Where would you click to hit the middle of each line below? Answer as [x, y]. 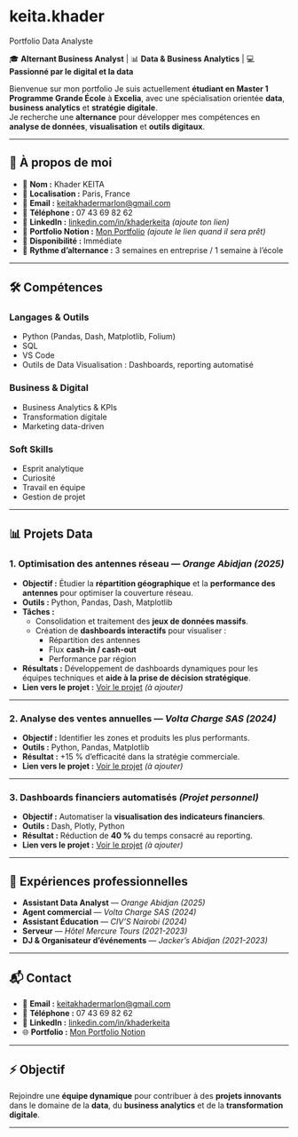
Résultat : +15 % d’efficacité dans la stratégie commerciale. [131, 757]
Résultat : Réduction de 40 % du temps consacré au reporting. [137, 836]
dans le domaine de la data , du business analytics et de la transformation [146, 1105]
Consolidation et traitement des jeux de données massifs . [141, 621]
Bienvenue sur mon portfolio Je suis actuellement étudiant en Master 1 [139, 88]
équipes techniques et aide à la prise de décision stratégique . [136, 678]
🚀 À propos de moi [61, 163]
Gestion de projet [54, 497]
